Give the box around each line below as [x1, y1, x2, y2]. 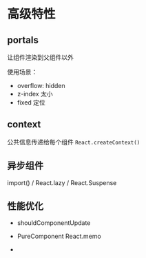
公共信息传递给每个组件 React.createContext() [7, 138, 140, 146]
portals [7, 34, 39, 45]
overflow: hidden [17, 82, 65, 89]
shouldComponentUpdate [17, 219, 91, 227]
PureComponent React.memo [17, 232, 101, 241]
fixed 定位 [17, 98, 46, 107]
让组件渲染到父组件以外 [7, 53, 74, 61]
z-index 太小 [17, 90, 53, 98]
